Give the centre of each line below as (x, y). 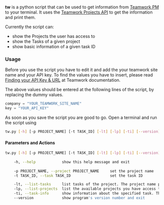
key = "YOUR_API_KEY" (27, 108)
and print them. (20, 17)
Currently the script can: (30, 27)
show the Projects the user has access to (53, 36)
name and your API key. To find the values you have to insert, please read (79, 75)
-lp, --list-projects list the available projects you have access (85, 189)
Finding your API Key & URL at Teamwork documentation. (63, 80)
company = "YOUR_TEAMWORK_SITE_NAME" (43, 104)
